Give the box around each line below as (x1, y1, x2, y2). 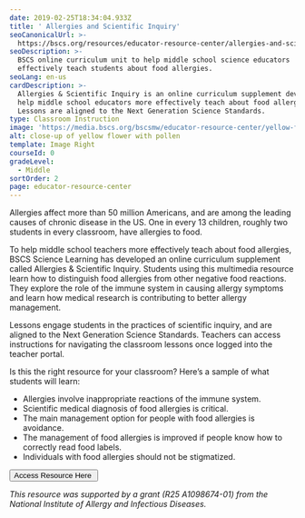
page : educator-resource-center (9, 183, 132, 192)
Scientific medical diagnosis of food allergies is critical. (22, 403, 229, 414)
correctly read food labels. (22, 442, 123, 453)
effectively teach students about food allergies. (17, 65, 213, 74)
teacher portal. (9, 349, 65, 360)
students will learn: (9, 376, 80, 387)
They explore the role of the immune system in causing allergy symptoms (9, 283, 284, 294)
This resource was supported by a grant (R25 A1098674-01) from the (9, 489, 269, 500)
